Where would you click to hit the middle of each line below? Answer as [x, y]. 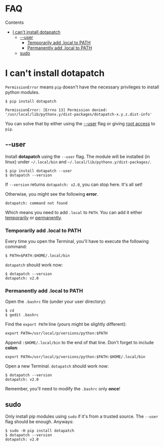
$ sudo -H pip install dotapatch [40, 431]
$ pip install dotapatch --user [39, 171]
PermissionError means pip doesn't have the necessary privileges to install [82, 87]
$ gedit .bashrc [22, 315]
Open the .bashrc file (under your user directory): [56, 301]
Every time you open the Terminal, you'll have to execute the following [77, 241]
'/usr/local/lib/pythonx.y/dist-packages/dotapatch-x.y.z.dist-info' [79, 114]
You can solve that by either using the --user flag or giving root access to [80, 123]
